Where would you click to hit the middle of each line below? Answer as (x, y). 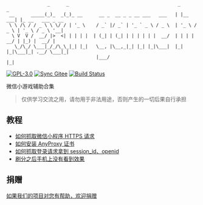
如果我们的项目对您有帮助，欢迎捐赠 (52, 195)
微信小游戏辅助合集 (30, 86)
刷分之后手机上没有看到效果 (50, 159)
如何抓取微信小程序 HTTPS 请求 (55, 136)
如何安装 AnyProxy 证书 (45, 144)
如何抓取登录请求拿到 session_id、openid (67, 151)
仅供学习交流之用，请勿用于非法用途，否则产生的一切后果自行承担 (104, 99)
